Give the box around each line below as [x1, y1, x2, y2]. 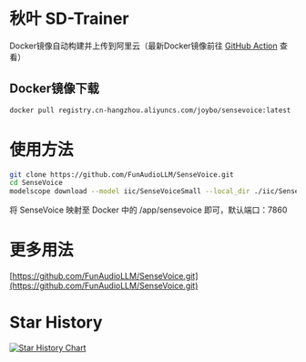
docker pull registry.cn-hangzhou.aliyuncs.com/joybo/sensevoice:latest [9, 106, 291, 115]
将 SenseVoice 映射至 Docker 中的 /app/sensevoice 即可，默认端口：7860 [9, 204, 288, 215]
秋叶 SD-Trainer [9, 8, 129, 29]
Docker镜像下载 [9, 81, 100, 97]
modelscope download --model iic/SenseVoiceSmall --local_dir [9, 187, 250, 196]
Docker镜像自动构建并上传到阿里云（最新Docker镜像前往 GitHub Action [9, 40, 278, 51]
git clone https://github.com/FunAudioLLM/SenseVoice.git [9, 170, 234, 179]
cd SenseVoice [9, 179, 64, 188]
